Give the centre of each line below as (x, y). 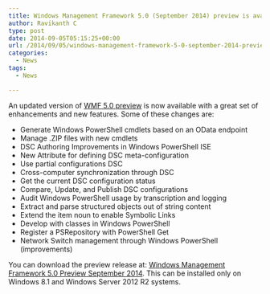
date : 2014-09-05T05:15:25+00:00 (64, 38)
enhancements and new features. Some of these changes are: (111, 114)
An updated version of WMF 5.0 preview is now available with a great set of (133, 105)
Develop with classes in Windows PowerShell (95, 223)
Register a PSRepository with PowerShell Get (94, 232)
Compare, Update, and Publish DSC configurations (104, 189)
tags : (17, 68)
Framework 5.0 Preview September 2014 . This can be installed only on (125, 273)
